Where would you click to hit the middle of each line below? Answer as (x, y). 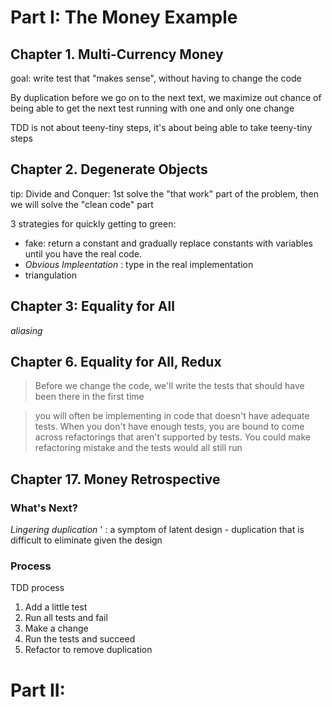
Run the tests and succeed (80, 639)
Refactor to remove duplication (88, 650)
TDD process (37, 588)
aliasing (26, 330)
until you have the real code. (83, 253)
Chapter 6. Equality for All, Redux (116, 362)
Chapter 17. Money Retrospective (115, 479)
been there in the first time (89, 397)
